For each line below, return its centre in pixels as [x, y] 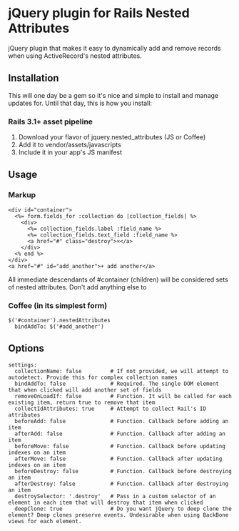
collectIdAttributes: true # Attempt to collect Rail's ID [110, 409]
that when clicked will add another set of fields [85, 390]
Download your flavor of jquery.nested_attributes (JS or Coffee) [112, 137]
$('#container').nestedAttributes [60, 321]
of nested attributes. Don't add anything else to [77, 287]
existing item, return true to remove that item [82, 402]
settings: [23, 365]
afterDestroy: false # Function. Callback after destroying [122, 484]
